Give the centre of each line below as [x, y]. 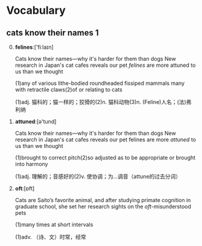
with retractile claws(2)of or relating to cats [68, 90]
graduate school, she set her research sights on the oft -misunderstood [103, 206]
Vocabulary [36, 11]
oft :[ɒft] [25, 188]
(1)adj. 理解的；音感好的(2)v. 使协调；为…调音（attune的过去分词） [98, 176]
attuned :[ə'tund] [36, 121]
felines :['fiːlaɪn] [34, 47]
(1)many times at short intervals [54, 224]
